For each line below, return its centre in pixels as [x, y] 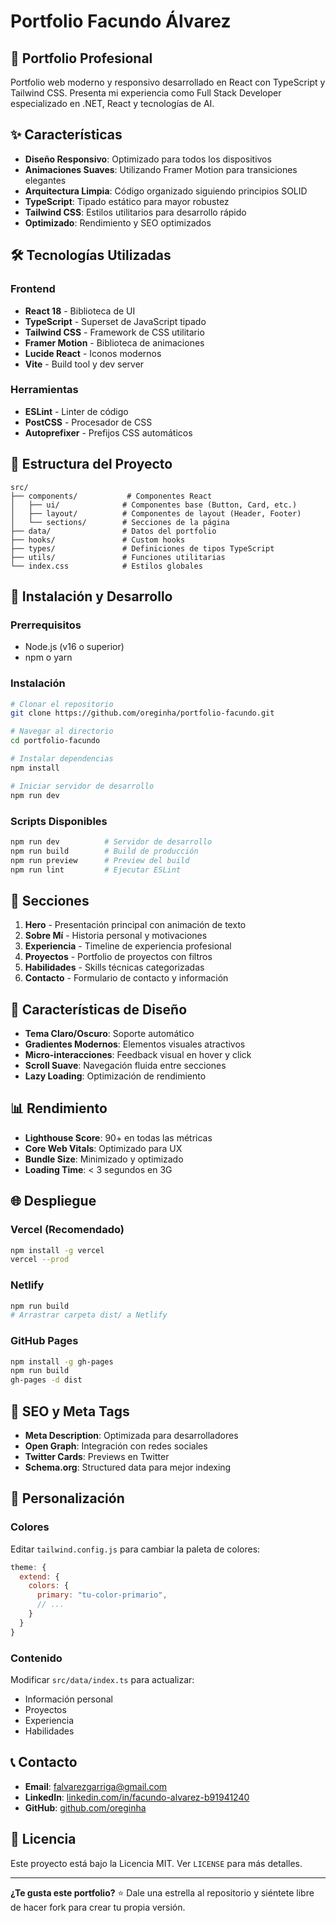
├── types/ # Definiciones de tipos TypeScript [142, 548]
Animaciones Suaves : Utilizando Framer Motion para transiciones [161, 169]
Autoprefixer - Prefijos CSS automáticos [108, 432]
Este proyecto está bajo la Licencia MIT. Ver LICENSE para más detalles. [156, 1863]
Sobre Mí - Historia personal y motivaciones [116, 936]
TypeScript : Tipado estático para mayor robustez [127, 201]
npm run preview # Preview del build [100, 860]
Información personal [68, 1699]
